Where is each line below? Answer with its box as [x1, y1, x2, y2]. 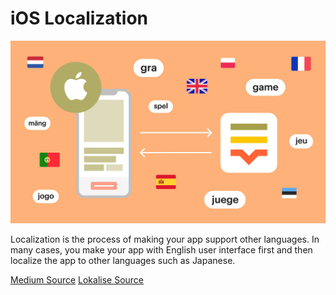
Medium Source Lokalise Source [10, 273, 145, 286]
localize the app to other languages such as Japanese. [10, 254, 236, 266]
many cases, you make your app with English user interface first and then [10, 243, 313, 256]
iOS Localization [10, 7, 149, 30]
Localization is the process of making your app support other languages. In [10, 233, 320, 245]
